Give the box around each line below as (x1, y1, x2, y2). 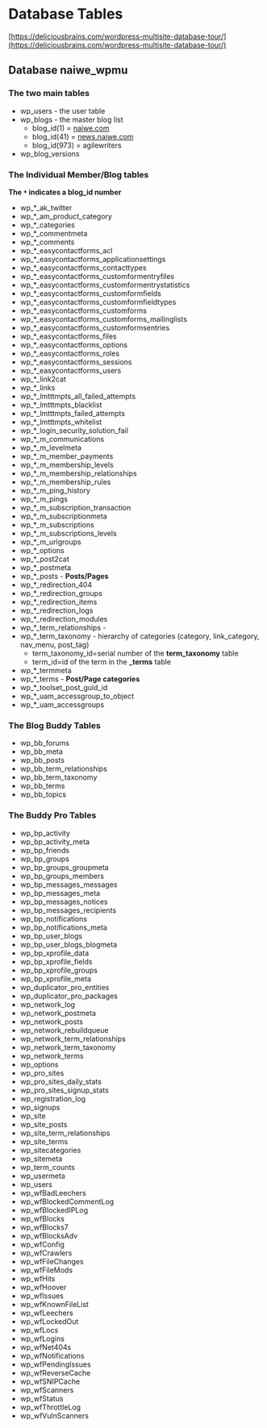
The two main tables (8, 88, 90, 99)
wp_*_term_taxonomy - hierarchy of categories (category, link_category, (19, 631, 260, 641)
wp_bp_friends (19, 845, 70, 855)
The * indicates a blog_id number (8, 187, 122, 197)
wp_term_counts (19, 1162, 75, 1172)
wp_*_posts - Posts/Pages (19, 571, 109, 581)
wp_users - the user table (19, 106, 106, 115)
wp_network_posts (19, 1017, 83, 1026)
